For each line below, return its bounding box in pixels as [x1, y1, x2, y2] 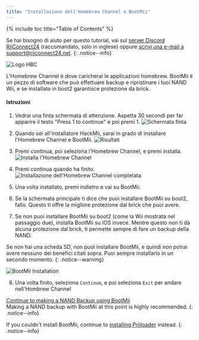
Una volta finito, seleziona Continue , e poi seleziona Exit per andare [14, 279, 182, 286]
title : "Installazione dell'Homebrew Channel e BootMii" [6, 8, 151, 15]
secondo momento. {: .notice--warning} [6, 255, 104, 263]
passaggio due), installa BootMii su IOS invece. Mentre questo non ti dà [14, 219, 191, 226]
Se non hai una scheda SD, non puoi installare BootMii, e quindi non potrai [6, 243, 188, 250]
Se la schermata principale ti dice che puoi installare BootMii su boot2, [14, 195, 188, 202]
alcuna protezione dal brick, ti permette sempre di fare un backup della [14, 225, 189, 232]
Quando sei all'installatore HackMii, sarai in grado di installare [14, 129, 166, 137]
